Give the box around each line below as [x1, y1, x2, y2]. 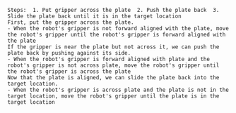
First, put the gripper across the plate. [7, 19, 134, 26]
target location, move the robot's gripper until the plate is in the [7, 93, 220, 100]
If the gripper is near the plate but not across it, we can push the [7, 44, 220, 51]
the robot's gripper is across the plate [7, 68, 131, 75]
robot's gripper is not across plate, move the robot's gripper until [7, 62, 220, 69]
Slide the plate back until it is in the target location [7, 13, 182, 20]
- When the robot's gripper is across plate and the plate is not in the [7, 86, 230, 93]
